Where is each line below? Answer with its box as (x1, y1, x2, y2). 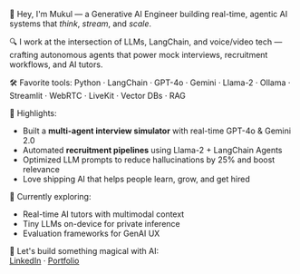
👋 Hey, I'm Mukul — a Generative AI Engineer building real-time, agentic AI (9, 9, 288, 19)
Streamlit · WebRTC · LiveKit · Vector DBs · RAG (9, 91, 186, 101)
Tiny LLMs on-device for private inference (22, 219, 181, 229)
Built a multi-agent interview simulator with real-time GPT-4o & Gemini (22, 125, 292, 136)
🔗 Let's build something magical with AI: (9, 246, 160, 256)
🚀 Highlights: (9, 108, 57, 118)
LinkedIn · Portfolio (9, 255, 80, 266)
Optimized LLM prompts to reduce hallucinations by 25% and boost (22, 154, 276, 165)
